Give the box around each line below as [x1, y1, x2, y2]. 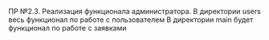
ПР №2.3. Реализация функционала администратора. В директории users [8, 7, 261, 16]
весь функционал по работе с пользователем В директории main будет [8, 15, 254, 24]
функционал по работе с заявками [8, 24, 127, 32]
